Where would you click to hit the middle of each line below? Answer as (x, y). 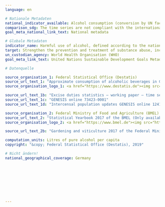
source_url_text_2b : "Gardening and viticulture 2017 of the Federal (78, 131)
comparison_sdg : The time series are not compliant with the (69, 28)
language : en (18, 10)
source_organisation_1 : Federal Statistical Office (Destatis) (71, 77)
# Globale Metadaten (26, 41)
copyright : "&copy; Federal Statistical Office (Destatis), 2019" (74, 145)
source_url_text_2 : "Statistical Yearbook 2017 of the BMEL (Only (74, 118)
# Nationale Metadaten (28, 18)
